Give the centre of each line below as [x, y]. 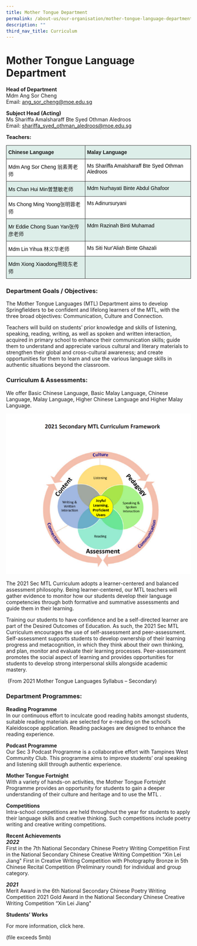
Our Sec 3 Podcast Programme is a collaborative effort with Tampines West [97, 752]
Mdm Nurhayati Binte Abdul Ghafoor [128, 188]
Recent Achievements [34, 836]
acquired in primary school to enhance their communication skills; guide [93, 340]
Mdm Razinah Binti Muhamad [121, 226]
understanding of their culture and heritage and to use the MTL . [84, 794]
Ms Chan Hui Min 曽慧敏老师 [41, 190]
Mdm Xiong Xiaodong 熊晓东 [41, 264]
